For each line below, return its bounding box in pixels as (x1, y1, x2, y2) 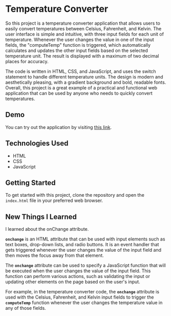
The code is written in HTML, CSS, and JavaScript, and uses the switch (5, 68, 157, 75)
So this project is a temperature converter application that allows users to (5, 20, 161, 26)
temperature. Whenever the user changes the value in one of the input (5, 36, 154, 43)
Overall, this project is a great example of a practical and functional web (5, 84, 158, 90)
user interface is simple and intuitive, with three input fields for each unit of (5, 31, 164, 37)
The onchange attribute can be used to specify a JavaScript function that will (5, 263, 166, 269)
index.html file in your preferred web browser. (5, 197, 103, 203)
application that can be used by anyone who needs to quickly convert (5, 90, 153, 96)
